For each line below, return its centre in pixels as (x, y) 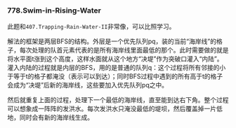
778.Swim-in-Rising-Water (54, 10)
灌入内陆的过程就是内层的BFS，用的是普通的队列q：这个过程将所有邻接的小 (117, 68)
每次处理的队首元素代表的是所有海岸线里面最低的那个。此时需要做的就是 (124, 50)
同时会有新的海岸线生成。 (56, 118)
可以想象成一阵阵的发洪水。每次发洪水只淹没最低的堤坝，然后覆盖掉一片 (112, 109)
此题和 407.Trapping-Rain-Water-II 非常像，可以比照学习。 (91, 27)
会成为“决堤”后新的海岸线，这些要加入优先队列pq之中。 (88, 85)
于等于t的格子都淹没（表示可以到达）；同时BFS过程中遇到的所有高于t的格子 (115, 76)
